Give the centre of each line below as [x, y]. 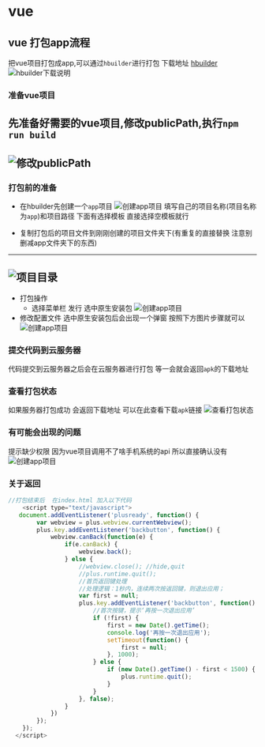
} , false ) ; [96, 699]
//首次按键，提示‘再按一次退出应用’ [144, 611]
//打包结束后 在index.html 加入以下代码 [70, 500]
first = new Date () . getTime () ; [159, 625]
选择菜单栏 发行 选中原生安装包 [82, 307]
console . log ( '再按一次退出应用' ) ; [159, 632]
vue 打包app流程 [49, 42]
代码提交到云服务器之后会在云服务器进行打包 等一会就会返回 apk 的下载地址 [129, 369]
